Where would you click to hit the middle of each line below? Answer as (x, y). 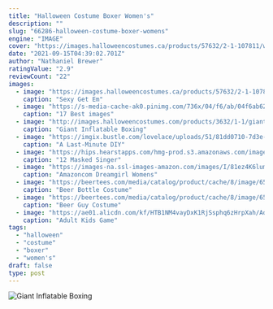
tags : (17, 228)
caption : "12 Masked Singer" (72, 159)
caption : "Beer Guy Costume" (72, 205)
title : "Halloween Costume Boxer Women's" (81, 16)
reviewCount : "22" (39, 76)
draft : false (30, 265)
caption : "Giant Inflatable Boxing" (85, 129)
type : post (27, 273)
